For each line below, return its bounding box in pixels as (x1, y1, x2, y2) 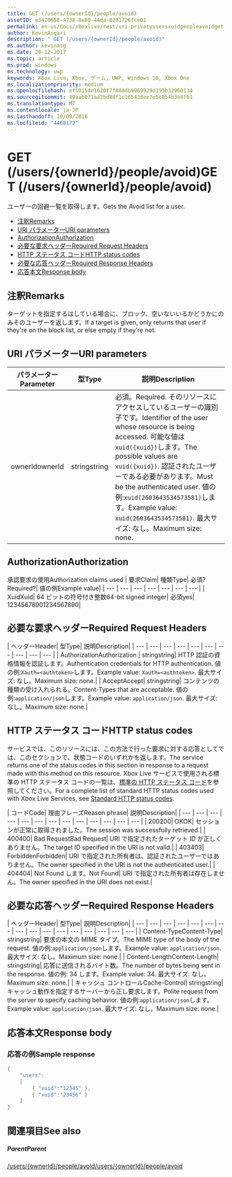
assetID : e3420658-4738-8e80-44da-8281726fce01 (7, 17, 147, 24)
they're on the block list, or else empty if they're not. (7, 326, 157, 334)
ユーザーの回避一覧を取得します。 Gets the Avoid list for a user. (7, 202, 185, 211)
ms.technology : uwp (7, 68, 64, 75)
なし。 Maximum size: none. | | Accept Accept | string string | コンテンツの (16, 676, 220, 685)
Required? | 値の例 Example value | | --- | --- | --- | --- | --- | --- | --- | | (7, 584, 205, 592)
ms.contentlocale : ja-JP (7, 107, 79, 113)
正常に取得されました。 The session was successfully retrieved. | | (19, 825, 206, 834)
